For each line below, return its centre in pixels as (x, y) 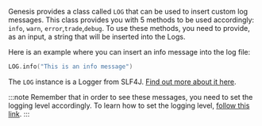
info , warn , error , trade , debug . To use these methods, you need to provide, (129, 28)
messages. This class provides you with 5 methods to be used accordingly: (131, 20)
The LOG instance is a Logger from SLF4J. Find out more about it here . (122, 82)
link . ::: (19, 113)
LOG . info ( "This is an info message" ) (71, 67)
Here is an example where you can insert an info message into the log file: (129, 52)
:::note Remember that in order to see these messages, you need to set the (131, 97)
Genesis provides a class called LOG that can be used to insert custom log (128, 11)
